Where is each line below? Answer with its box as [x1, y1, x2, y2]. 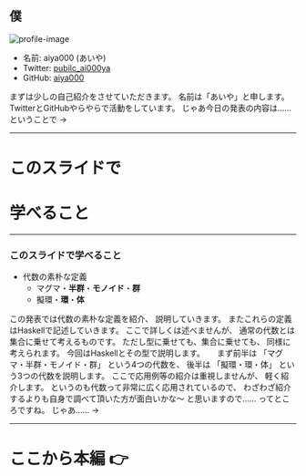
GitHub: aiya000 [22, 72, 85, 83]
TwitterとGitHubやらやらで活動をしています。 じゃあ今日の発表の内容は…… [9, 102, 292, 113]
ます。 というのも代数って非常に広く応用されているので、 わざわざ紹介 [25, 382, 291, 393]
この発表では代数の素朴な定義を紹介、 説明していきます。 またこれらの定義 [9, 314, 293, 325]
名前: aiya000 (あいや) [22, 52, 107, 63]
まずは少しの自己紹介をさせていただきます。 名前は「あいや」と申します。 [9, 90, 290, 102]
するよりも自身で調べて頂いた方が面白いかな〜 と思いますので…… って [9, 393, 275, 404]
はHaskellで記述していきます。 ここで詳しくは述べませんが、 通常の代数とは [9, 325, 296, 336]
